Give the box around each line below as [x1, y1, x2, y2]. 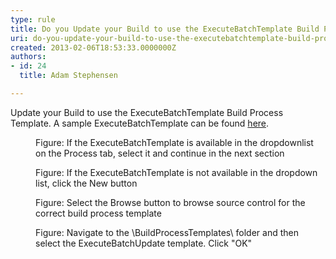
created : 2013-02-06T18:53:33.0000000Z [10, 42, 177, 53]
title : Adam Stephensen [19, 71, 118, 81]
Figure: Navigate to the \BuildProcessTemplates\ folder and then [35, 226, 299, 238]
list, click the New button [35, 177, 138, 189]
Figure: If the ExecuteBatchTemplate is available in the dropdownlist [35, 136, 314, 148]
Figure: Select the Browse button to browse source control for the [35, 196, 306, 208]
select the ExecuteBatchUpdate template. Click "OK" [35, 237, 253, 249]
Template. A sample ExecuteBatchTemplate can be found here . [10, 117, 270, 129]
